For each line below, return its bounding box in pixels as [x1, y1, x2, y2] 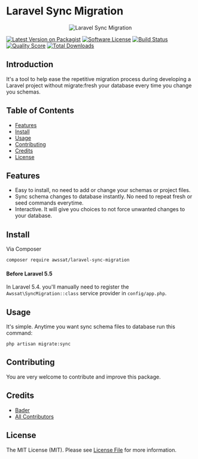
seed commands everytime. [14, 199, 84, 206]
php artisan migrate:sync [6, 341, 71, 347]
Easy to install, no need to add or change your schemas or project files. [14, 187, 191, 194]
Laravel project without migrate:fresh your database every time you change [6, 82, 192, 89]
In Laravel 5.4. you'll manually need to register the [6, 283, 129, 290]
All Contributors [14, 413, 54, 420]
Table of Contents [6, 106, 75, 116]
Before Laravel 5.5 [6, 270, 53, 277]
